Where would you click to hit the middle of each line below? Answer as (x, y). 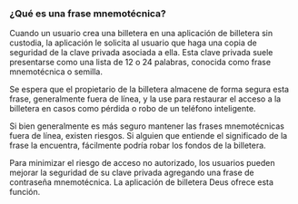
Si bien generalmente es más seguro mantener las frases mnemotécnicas (147, 126)
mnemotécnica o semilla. (56, 72)
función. (25, 192)
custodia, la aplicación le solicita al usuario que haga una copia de (133, 43)
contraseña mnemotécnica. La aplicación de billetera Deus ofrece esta (142, 182)
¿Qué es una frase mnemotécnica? (88, 14)
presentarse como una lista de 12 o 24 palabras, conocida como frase (140, 63)
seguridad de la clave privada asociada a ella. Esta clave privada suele (141, 53)
